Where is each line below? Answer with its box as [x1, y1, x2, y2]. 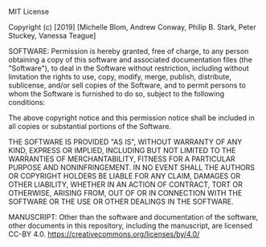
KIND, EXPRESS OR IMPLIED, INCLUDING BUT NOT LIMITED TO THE [8, 146, 236, 155]
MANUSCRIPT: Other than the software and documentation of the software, [8, 213, 259, 221]
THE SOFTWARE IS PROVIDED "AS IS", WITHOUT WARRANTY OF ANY [8, 137, 243, 147]
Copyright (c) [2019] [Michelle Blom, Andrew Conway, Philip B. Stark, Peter [8, 22, 256, 31]
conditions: [8, 98, 46, 107]
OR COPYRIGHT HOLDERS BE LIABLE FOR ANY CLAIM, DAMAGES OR [8, 172, 241, 180]
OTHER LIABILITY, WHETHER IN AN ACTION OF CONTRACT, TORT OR [8, 180, 243, 189]
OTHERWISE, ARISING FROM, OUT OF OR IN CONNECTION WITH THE [8, 188, 243, 197]
